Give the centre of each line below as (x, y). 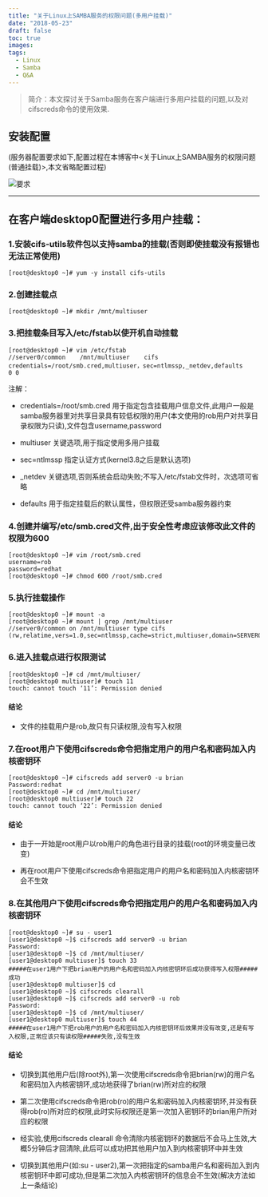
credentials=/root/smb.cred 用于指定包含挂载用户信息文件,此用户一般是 (137, 405)
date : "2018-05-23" (41, 23)
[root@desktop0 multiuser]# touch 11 (71, 681)
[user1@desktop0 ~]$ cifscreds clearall (77, 992)
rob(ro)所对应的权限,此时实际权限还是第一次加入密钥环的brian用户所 (138, 1111)
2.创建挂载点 (33, 295)
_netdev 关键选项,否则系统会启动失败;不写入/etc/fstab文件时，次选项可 (136, 476)
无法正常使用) (35, 256)
